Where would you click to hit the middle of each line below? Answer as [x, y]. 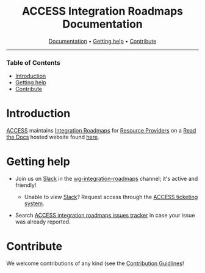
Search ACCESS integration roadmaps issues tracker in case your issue [105, 216]
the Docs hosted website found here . [53, 137]
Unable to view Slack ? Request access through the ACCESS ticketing [111, 197]
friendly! [26, 185]
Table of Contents [34, 62]
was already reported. [43, 222]
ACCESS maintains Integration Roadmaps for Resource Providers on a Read [101, 131]
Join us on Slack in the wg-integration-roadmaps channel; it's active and [106, 179]
